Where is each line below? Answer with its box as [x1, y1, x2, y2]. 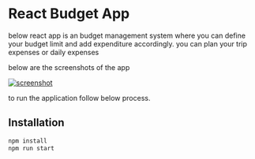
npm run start [8, 144, 55, 152]
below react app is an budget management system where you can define [8, 31, 246, 40]
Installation [8, 116, 65, 130]
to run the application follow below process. [8, 93, 151, 102]
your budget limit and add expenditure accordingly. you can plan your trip [8, 39, 247, 48]
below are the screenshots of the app [8, 62, 130, 72]
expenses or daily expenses [8, 47, 99, 57]
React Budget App [8, 5, 130, 23]
